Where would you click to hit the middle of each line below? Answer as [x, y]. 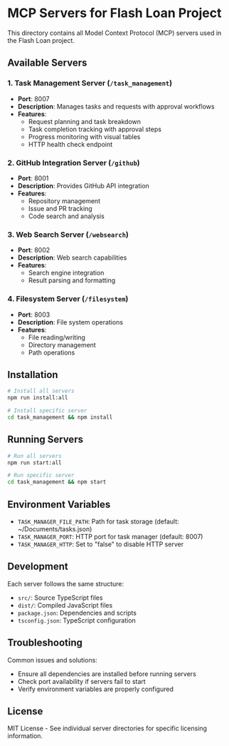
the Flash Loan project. [41, 40]
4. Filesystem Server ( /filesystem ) [68, 299]
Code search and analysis [66, 216]
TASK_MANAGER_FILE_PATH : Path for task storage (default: [98, 521]
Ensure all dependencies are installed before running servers [107, 674]
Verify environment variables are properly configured [96, 689]
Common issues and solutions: [52, 660]
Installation [33, 375]
